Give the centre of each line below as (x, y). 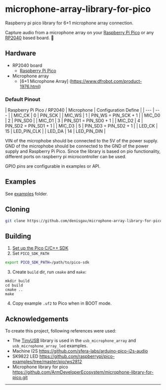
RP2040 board (27, 65)
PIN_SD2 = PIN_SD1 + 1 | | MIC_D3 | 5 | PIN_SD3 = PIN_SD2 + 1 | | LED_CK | (82, 126)
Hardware (21, 53)
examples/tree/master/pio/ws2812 (47, 362)
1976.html (29, 86)
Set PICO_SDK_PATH (31, 254)
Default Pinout (23, 99)
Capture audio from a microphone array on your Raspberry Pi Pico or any (80, 32)
